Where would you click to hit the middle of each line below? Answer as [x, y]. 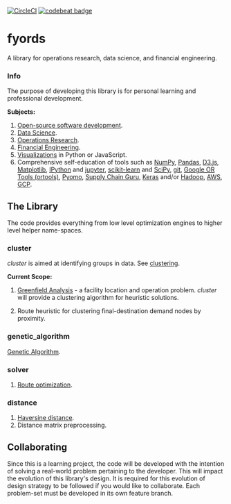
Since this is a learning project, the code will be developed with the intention [116, 464]
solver [18, 369]
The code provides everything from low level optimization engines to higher [115, 223]
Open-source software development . [70, 126]
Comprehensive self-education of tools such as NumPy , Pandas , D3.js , [118, 162]
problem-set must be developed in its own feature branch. [90, 494]
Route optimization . [45, 385]
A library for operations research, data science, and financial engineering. [112, 58]
